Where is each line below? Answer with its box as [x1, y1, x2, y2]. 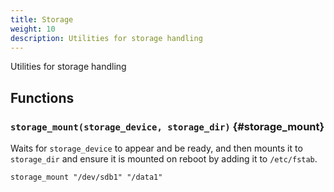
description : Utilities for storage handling [10, 33, 203, 43]
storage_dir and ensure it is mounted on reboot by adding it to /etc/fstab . [10, 153, 318, 165]
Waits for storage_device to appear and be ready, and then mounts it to [10, 142, 303, 155]
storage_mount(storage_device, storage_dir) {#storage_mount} [10, 119, 325, 133]
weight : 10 [10, 24, 56, 34]
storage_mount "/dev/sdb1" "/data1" [10, 172, 163, 183]
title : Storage [10, 14, 74, 25]
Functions [10, 89, 75, 106]
